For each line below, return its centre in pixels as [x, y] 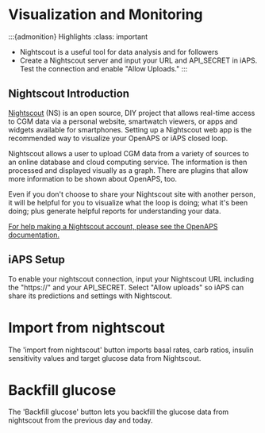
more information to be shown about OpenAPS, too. [92, 178]
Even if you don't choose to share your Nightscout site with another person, [132, 194]
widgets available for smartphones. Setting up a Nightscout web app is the [130, 129]
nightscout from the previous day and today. [81, 420]
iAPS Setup [36, 260]
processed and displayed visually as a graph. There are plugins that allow [128, 170]
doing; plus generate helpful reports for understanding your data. [115, 211]
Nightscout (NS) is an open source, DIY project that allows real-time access [132, 113]
